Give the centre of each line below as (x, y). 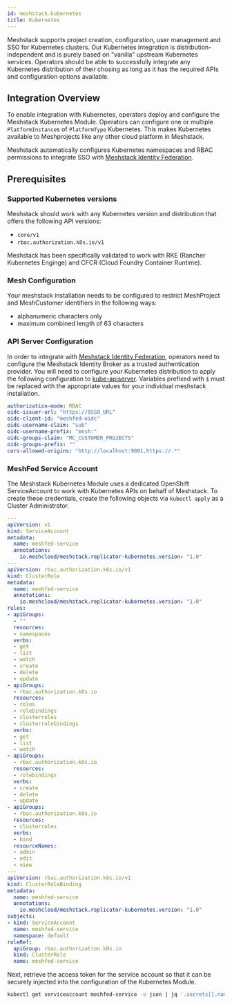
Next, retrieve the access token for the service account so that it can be (109, 975)
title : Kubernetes (33, 20)
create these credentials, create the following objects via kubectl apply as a (115, 498)
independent (25, 54)
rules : (17, 609)
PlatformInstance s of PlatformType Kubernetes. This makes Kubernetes (109, 129)
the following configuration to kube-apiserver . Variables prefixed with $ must (116, 379)
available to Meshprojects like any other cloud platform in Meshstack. (106, 137)
